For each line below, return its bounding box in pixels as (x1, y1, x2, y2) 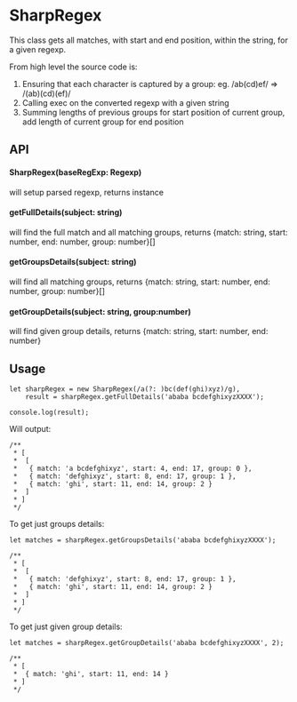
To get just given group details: (9, 621, 123, 632)
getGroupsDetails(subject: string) (9, 257, 137, 267)
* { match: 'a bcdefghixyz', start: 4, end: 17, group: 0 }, (12, 464, 253, 473)
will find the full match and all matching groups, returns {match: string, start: (9, 227, 288, 237)
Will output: (9, 423, 52, 434)
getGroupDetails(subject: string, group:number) (9, 306, 191, 316)
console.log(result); (9, 408, 90, 417)
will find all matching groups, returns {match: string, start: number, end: (9, 276, 271, 287)
